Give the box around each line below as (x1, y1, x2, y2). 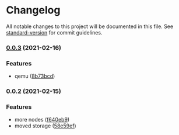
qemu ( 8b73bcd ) (14, 72, 55, 79)
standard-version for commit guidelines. (6, 29, 103, 36)
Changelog (6, 4, 61, 17)
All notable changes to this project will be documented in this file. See (6, 23, 174, 30)
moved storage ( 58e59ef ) (14, 122, 77, 129)
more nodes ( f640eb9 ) (14, 116, 70, 123)
